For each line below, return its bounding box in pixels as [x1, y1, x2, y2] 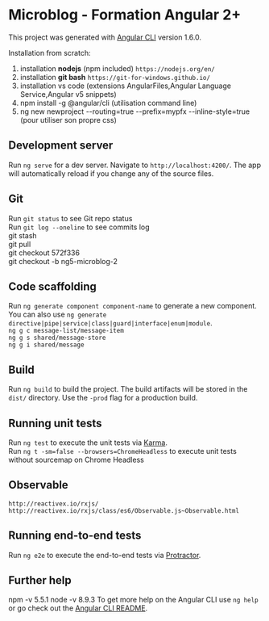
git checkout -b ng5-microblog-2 [8, 256, 118, 266]
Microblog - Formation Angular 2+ [8, 6, 242, 24]
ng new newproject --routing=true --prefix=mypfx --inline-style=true [19, 107, 250, 116]
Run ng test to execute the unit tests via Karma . [8, 438, 168, 447]
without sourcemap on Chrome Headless [8, 455, 145, 464]
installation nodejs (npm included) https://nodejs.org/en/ [19, 63, 215, 73]
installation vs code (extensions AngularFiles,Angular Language [19, 81, 232, 90]
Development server [8, 139, 114, 153]
